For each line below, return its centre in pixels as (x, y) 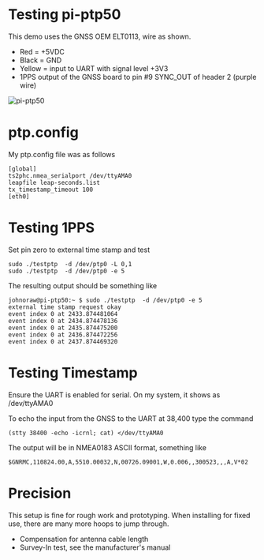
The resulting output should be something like (83, 285)
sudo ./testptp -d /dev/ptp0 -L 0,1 (70, 264)
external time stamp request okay (65, 307)
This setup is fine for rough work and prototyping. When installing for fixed (129, 515)
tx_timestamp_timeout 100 (50, 190)
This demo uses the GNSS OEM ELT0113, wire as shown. (100, 36)
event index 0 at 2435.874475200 (63, 328)
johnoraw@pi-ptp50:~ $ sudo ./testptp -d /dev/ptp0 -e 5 (105, 300)
